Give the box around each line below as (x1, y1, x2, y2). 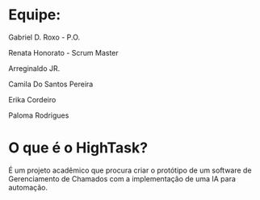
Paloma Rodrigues (8, 110, 69, 120)
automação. (8, 182, 48, 192)
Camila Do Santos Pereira (8, 79, 94, 89)
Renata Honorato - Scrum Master (8, 48, 119, 57)
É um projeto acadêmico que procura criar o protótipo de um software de (8, 165, 252, 175)
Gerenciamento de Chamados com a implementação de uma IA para (8, 173, 237, 183)
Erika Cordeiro (8, 94, 57, 104)
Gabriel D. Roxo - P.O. (8, 32, 81, 42)
